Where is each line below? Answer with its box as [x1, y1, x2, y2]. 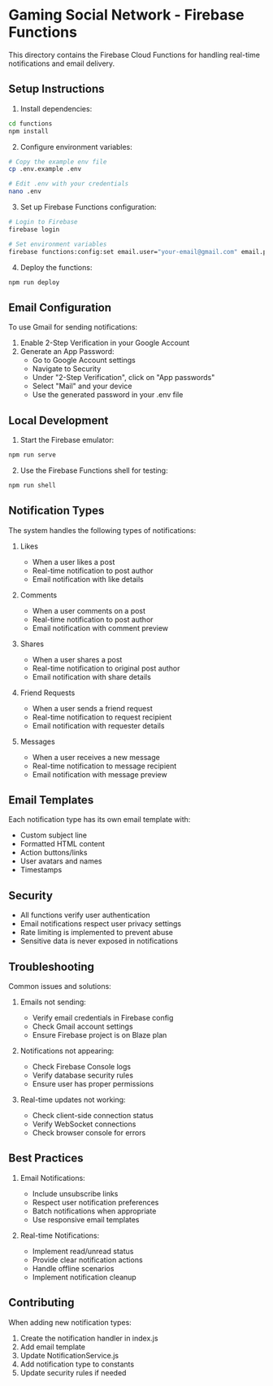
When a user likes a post [32, 557, 115, 566]
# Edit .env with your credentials [8, 180, 129, 188]
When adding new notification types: [8, 1317, 132, 1327]
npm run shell [8, 481, 57, 489]
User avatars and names [19, 856, 102, 866]
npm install [8, 127, 49, 135]
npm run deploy [8, 278, 60, 286]
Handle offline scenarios [32, 1263, 115, 1273]
